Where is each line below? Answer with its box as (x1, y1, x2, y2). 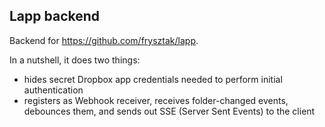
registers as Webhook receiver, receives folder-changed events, (23, 94, 289, 106)
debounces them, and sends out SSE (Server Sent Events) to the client (23, 105, 316, 117)
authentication (23, 84, 84, 96)
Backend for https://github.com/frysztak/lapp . (9, 34, 199, 46)
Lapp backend (9, 8, 101, 25)
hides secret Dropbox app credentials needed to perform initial (23, 73, 283, 85)
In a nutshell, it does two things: (9, 54, 141, 66)
